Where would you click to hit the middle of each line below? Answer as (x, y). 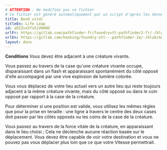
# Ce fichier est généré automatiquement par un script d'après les (78, 14)
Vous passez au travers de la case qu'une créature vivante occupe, (74, 66)
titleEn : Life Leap (25, 24)
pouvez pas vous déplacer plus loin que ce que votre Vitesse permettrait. (80, 142)
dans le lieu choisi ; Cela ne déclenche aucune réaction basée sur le (75, 132)
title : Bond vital (24, 19)
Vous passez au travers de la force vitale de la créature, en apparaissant (79, 126)
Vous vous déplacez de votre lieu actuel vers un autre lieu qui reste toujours (83, 86)
